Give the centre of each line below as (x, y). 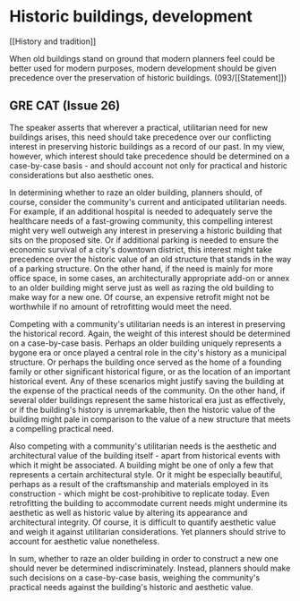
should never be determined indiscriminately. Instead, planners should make (150, 568)
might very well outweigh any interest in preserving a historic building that (146, 230)
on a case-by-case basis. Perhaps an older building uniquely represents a (146, 343)
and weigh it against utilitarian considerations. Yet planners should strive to (148, 531)
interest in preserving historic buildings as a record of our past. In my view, (147, 146)
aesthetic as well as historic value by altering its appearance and (129, 512)
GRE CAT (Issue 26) (65, 106)
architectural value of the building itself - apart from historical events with (145, 455)
